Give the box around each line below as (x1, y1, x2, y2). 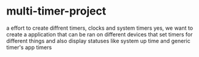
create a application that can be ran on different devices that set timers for (6, 30, 193, 38)
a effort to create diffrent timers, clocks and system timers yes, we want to (6, 24, 194, 32)
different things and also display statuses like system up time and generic (6, 37, 190, 44)
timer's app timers (6, 44, 52, 51)
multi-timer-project (6, 4, 106, 18)
